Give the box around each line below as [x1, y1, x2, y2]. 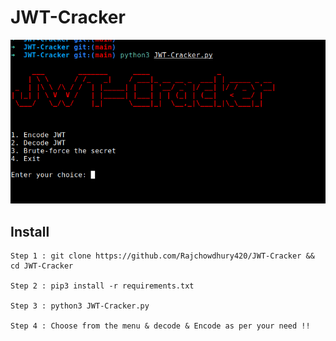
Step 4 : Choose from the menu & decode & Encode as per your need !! [10, 321, 311, 331]
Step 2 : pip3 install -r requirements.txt [10, 281, 195, 291]
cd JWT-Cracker [10, 261, 74, 271]
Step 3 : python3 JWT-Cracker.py [10, 301, 150, 311]
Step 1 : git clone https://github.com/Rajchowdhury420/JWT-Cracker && [10, 251, 315, 261]
